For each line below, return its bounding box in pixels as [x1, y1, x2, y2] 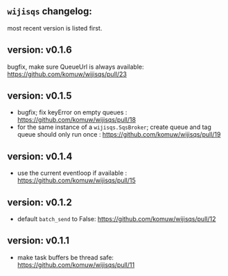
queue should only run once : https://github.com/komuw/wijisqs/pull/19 [17, 130, 221, 139]
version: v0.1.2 [7, 196, 73, 208]
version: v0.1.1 [7, 235, 70, 247]
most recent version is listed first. [7, 24, 103, 32]
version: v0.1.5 [7, 90, 72, 102]
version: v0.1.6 [7, 44, 73, 56]
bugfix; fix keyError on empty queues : [17, 108, 128, 117]
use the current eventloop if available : [17, 169, 128, 178]
